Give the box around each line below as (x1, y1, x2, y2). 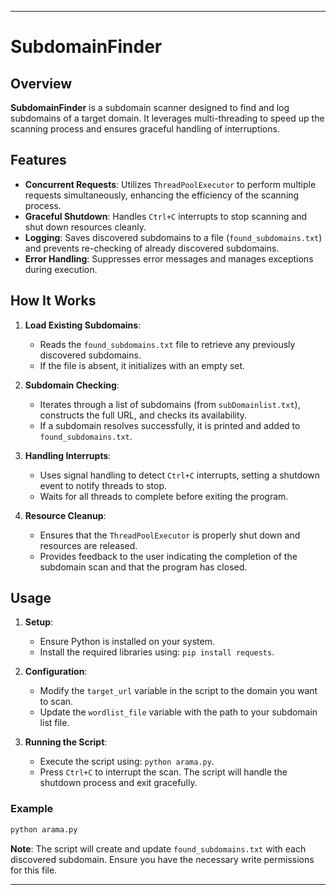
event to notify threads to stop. (39, 479, 167, 491)
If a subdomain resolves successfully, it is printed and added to (39, 419, 301, 431)
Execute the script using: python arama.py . (39, 756, 215, 768)
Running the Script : (24, 736, 108, 748)
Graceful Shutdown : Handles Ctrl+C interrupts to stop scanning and (24, 210, 308, 222)
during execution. (24, 263, 98, 275)
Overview (10, 75, 73, 92)
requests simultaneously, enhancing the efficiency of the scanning (24, 189, 300, 201)
